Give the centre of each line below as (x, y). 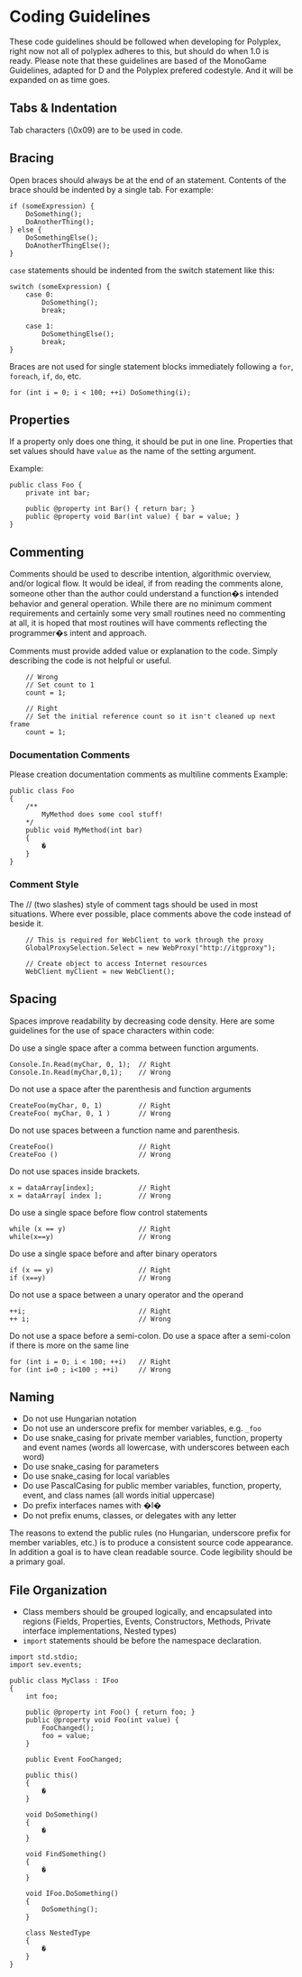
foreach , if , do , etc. (46, 376)
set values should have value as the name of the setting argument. (133, 451)
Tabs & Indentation (63, 109)
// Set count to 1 (60, 685)
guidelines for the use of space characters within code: (112, 1030)
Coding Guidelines (80, 17)
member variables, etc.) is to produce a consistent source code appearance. (151, 1543)
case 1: (40, 326)
